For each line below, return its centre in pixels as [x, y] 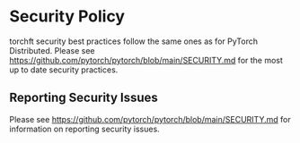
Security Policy [67, 17]
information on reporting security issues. [84, 129]
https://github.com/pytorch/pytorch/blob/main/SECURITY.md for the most [146, 60]
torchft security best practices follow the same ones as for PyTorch [134, 41]
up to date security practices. [64, 70]
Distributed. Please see [52, 50]
